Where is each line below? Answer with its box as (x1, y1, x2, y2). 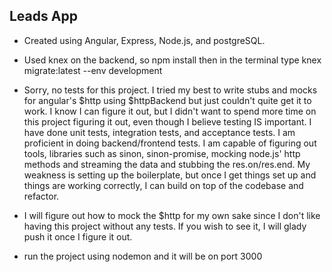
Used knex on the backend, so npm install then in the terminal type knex (23, 54, 322, 66)
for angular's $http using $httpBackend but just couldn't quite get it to (23, 94, 312, 106)
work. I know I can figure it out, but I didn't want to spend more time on (23, 105, 317, 117)
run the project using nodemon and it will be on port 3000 (23, 250, 263, 262)
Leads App (9, 8, 78, 25)
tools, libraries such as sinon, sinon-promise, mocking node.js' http (23, 147, 301, 159)
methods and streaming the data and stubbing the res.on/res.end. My (23, 158, 311, 170)
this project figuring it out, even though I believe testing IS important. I (23, 115, 312, 128)
